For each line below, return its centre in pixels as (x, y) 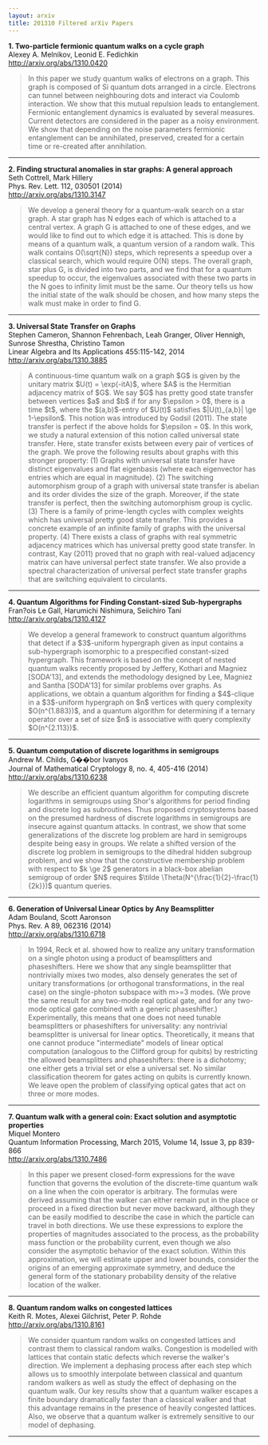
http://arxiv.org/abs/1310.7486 (58, 1159)
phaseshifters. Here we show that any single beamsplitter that (129, 966)
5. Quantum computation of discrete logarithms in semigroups (114, 750)
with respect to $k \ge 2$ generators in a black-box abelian (125, 869)
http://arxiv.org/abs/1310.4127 (57, 618)
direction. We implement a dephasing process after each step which (140, 1365)
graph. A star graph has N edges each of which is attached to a (132, 218)
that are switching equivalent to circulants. (97, 578)
